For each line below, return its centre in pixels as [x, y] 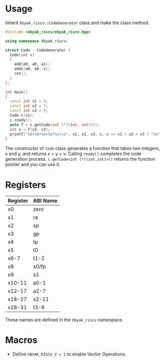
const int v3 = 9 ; [29, 111]
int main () [17, 92]
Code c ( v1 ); [22, 116]
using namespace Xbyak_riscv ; [37, 41]
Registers [26, 185]
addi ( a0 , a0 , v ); [32, 69]
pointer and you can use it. [33, 165]
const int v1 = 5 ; [29, 101]
